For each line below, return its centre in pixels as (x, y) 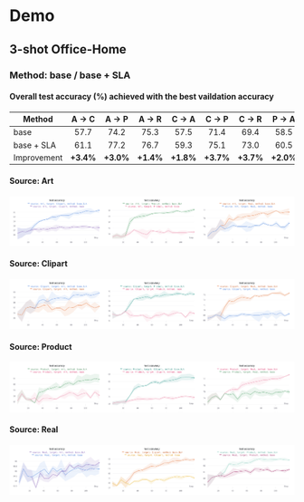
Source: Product (41, 346)
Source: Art (32, 181)
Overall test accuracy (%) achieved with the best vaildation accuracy (142, 97)
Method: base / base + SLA (70, 75)
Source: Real (34, 430)
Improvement (38, 157)
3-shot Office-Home (68, 49)
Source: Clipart (38, 264)
